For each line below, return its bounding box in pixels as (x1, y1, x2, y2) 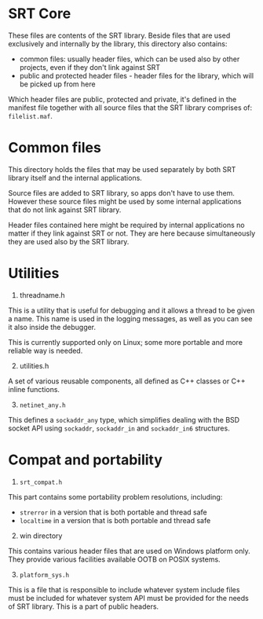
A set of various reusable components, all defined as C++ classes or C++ (8, 376, 246, 386)
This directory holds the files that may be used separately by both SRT (8, 164, 236, 174)
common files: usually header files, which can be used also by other (19, 54, 240, 64)
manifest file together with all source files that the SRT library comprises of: (8, 103, 253, 112)
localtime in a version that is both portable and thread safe (19, 515, 211, 525)
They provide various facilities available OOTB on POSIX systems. (8, 555, 221, 564)
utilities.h (19, 361, 49, 370)
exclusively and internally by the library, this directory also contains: (8, 38, 228, 48)
